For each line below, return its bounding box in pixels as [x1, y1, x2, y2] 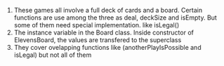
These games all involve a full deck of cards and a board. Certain [13, 6, 202, 14]
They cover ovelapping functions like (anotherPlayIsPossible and [13, 44, 202, 51]
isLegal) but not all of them [13, 51, 92, 59]
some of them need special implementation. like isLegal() [13, 21, 180, 29]
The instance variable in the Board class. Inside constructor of [13, 28, 195, 37]
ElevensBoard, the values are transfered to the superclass [13, 36, 182, 44]
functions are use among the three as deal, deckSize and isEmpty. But [13, 13, 218, 22]
